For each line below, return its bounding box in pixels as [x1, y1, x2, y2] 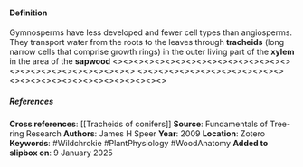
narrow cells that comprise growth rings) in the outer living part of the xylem [9, 46, 295, 58]
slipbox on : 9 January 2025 [9, 147, 113, 158]
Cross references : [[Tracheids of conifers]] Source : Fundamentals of [9, 118, 269, 130]
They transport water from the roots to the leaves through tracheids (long [9, 37, 285, 48]
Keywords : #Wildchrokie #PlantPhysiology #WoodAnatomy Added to [9, 138, 269, 149]
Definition [9, 7, 48, 18]
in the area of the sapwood [9, 56, 111, 67]
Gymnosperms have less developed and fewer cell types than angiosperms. [9, 27, 292, 38]
